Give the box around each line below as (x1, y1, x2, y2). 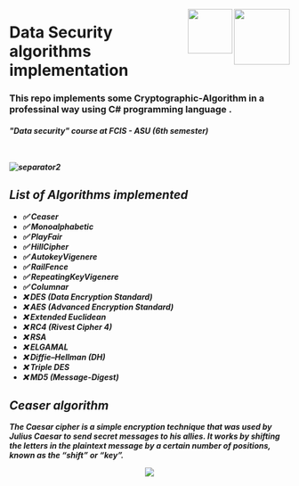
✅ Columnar (21, 281, 69, 292)
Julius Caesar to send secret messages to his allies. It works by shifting (9, 431, 280, 441)
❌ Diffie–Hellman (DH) (21, 351, 106, 362)
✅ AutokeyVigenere (21, 251, 98, 262)
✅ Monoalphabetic (21, 221, 94, 232)
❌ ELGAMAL (21, 342, 69, 352)
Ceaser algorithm (9, 398, 109, 413)
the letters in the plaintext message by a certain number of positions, (9, 441, 271, 451)
